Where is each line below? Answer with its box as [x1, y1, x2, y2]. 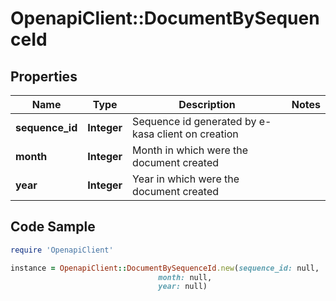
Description [178, 98, 236, 111]
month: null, [158, 272, 213, 282]
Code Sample [10, 218, 96, 236]
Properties [10, 68, 78, 85]
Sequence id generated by [132, 115, 257, 128]
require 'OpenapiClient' [10, 245, 114, 255]
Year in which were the [132, 172, 240, 186]
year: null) [158, 282, 208, 292]
